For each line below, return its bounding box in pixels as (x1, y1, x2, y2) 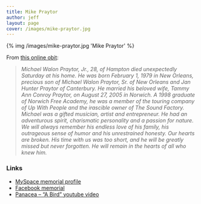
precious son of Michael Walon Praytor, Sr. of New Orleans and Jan (21, 78, 191, 86)
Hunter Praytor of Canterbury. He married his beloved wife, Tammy (21, 85, 189, 92)
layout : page (6, 20, 39, 26)
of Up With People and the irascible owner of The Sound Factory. (21, 104, 185, 112)
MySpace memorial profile (15, 177, 82, 185)
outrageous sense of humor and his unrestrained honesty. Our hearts (21, 130, 195, 137)
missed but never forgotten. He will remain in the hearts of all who (21, 142, 186, 150)
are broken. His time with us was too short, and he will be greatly (21, 136, 184, 144)
